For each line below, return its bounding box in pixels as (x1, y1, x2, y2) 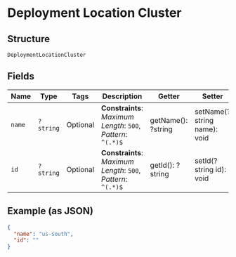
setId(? (194, 156, 218, 166)
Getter (157, 91, 181, 101)
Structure (7, 33, 51, 45)
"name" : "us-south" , (13, 230, 74, 237)
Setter (202, 91, 223, 101)
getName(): (150, 115, 188, 125)
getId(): (150, 160, 175, 170)
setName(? (194, 107, 231, 117)
